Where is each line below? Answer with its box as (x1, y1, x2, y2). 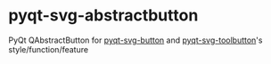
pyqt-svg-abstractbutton (8, 5, 199, 26)
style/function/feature (8, 44, 89, 54)
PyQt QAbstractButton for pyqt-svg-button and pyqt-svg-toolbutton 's (8, 35, 263, 45)
